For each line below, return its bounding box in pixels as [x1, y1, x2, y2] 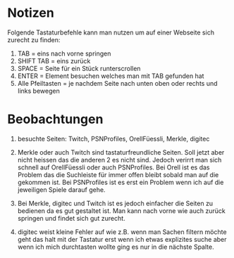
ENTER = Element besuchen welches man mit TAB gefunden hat [17, 72, 204, 80]
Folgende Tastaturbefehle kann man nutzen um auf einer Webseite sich [7, 28, 215, 37]
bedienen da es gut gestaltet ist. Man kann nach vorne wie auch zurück [17, 206, 226, 215]
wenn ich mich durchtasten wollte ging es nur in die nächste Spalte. [17, 243, 214, 251]
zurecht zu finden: [7, 35, 61, 44]
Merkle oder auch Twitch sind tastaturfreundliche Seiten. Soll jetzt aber [17, 148, 225, 156]
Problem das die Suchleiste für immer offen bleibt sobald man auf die [17, 170, 219, 179]
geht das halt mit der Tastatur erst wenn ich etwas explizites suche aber [17, 235, 227, 243]
